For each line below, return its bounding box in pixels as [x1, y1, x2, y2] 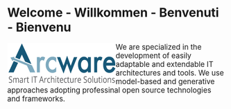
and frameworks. [7, 94, 66, 103]
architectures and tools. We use [115, 68, 224, 77]
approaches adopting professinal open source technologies [7, 85, 212, 95]
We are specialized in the [115, 42, 202, 52]
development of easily [115, 50, 192, 60]
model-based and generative [115, 77, 215, 86]
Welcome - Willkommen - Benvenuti [7, 5, 220, 21]
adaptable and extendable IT [115, 59, 214, 69]
